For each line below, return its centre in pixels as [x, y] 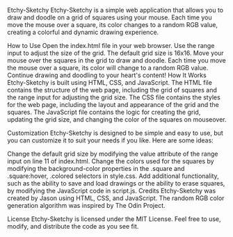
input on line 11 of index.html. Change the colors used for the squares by [111, 161]
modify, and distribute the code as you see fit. [73, 226]
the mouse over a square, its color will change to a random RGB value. [108, 68]
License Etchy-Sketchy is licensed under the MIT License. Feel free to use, [114, 219]
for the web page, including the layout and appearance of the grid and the [113, 105]
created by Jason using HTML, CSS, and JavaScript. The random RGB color [116, 198]
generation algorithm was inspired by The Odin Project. [86, 205]
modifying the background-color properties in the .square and [96, 169]
